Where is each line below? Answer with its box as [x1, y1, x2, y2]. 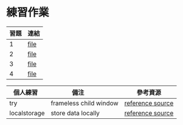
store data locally [50, 109, 100, 117]
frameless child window [50, 99, 119, 107]
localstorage [9, 109, 45, 117]
